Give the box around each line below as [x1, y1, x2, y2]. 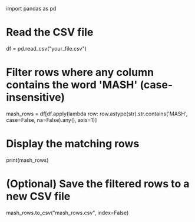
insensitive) [6, 91, 65, 104]
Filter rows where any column [6, 66, 154, 79]
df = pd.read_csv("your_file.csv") [6, 45, 87, 52]
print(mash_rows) [6, 156, 49, 164]
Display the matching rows [6, 137, 140, 151]
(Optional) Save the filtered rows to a [6, 177, 190, 190]
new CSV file [6, 190, 71, 203]
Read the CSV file [6, 26, 94, 39]
